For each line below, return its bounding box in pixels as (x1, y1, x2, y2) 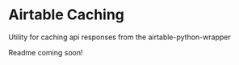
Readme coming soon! (8, 47, 83, 57)
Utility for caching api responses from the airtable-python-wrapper (8, 32, 232, 42)
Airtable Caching (8, 6, 125, 24)
